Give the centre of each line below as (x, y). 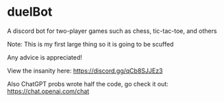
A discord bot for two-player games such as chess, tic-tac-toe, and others (112, 31)
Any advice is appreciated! (45, 57)
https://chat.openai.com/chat (48, 91)
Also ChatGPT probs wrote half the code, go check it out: (88, 84)
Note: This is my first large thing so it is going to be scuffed (90, 44)
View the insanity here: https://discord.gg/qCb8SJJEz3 (85, 71)
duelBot (30, 12)
